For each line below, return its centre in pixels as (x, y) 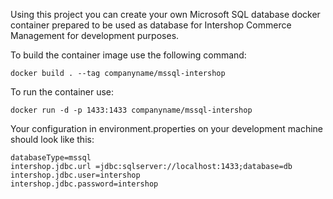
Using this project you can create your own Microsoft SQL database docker (165, 14)
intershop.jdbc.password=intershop (84, 184)
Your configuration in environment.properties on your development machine (167, 128)
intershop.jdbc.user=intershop (75, 175)
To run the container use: (62, 92)
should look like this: (52, 139)
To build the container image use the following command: (128, 55)
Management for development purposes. (95, 35)
